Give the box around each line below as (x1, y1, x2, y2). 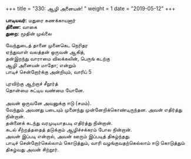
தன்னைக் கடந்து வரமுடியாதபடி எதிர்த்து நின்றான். (5, 120, 113, 126)
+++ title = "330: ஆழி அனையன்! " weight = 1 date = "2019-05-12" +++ (5, 5, 176, 12)
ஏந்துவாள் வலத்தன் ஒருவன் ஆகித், (5, 48, 86, 55)
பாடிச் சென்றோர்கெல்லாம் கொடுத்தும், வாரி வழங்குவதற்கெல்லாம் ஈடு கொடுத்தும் (5, 140, 185, 146)
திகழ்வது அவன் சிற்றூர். (5, 146, 59, 153)
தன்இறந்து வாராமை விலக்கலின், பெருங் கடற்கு (5, 55, 110, 62)
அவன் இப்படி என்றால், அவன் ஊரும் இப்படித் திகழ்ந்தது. (5, 132, 130, 140)
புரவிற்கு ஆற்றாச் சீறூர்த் (5, 80, 58, 87)
